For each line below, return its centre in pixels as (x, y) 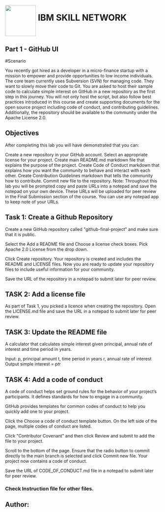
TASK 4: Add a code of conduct (54, 380)
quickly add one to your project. (37, 411)
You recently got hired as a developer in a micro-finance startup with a (77, 71)
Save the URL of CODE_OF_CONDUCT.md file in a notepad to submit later (79, 471)
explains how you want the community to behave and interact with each (78, 170)
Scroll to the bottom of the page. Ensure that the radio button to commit (77, 451)
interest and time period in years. (39, 349)
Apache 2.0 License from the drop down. (47, 249)
